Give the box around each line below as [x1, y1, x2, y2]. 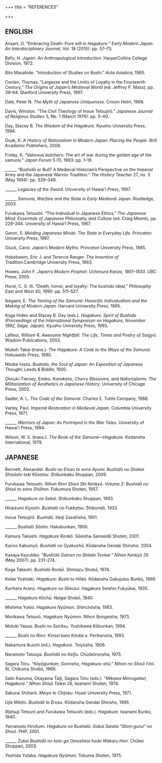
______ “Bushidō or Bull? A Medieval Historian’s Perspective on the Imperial [5, 166, 153, 172]
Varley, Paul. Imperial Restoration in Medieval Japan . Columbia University [5, 405, 152, 411]
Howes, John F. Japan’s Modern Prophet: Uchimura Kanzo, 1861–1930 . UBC [5, 268, 157, 274]
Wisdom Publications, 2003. [5, 337, 61, 343]
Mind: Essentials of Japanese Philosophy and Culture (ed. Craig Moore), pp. [5, 215, 157, 221]
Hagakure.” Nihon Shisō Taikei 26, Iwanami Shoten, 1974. [5, 680, 119, 686]
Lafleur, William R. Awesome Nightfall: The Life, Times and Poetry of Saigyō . [5, 332, 157, 338]
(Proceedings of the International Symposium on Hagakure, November [5, 317, 146, 323]
